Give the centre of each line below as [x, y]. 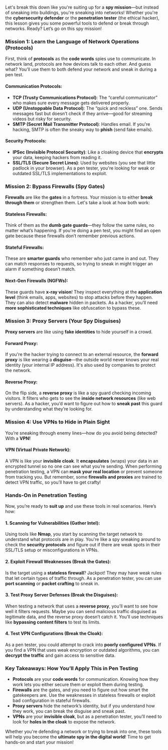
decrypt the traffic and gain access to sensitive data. [60, 655]
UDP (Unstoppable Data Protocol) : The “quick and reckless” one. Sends [88, 108]
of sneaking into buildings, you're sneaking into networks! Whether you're [81, 13]
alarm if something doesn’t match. [41, 269]
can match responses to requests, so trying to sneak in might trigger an [79, 264]
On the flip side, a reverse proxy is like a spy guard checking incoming [78, 393]
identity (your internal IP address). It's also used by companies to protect [80, 365]
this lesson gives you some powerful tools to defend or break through [77, 23]
